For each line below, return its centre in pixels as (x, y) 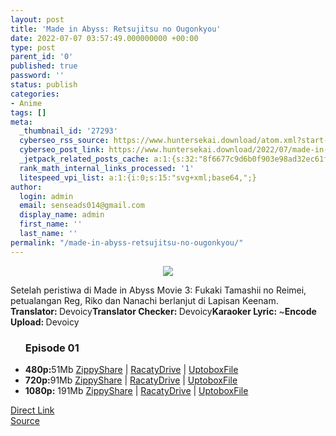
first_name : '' (51, 224)
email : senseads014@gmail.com (82, 206)
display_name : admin (62, 215)
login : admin (46, 196)
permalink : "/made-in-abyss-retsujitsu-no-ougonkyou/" (127, 242)
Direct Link (32, 410)
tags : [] (28, 112)
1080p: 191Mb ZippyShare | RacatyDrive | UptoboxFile (136, 390)
